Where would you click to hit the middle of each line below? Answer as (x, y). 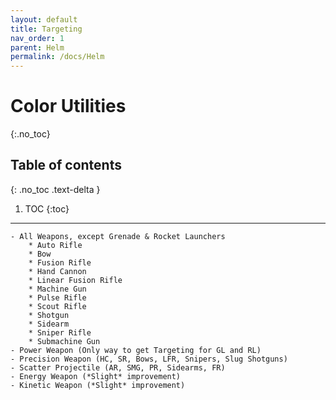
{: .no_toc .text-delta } (55, 189)
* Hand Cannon (57, 271)
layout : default (44, 19)
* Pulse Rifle (57, 297)
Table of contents (66, 165)
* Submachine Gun (64, 341)
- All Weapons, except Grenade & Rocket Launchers (118, 236)
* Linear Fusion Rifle (75, 280)
